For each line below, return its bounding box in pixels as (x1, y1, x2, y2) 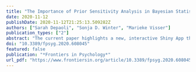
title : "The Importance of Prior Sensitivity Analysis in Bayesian (6, 8, 174, 15)
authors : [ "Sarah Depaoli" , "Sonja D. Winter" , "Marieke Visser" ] (6, 24, 171, 31)
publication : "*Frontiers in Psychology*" (6, 52, 111, 57)
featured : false (6, 46, 45, 52)
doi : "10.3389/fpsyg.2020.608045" (6, 41, 90, 47)
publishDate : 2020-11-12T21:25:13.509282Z (6, 19, 111, 25)
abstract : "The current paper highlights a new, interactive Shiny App (6, 35, 184, 41)
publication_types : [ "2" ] (6, 30, 69, 36)
